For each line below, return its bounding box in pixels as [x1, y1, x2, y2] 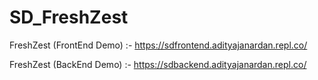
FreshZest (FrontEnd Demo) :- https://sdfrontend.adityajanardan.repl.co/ [9, 39, 308, 51]
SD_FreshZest [9, 6, 129, 29]
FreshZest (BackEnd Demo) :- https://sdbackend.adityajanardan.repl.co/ [9, 58, 307, 70]
